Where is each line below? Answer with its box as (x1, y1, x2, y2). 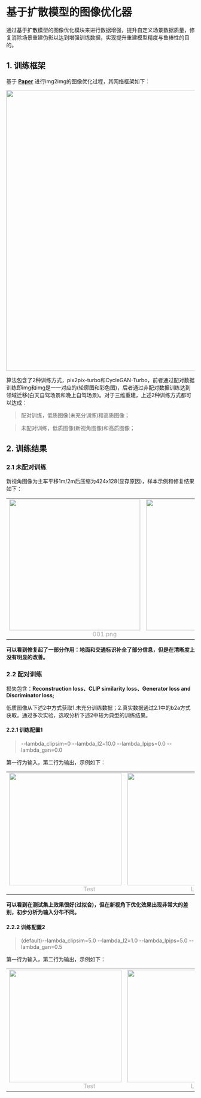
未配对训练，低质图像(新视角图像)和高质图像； (20, 424, 136, 431)
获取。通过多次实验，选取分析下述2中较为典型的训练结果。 (6, 711, 151, 719)
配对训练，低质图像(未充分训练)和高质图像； (20, 412, 130, 419)
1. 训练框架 (6, 61, 46, 71)
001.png (92, 630, 117, 639)
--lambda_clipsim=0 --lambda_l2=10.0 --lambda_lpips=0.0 (20, 740, 166, 747)
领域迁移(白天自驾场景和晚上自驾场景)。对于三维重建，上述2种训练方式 (6, 391, 181, 398)
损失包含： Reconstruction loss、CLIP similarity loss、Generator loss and (6, 685, 191, 692)
